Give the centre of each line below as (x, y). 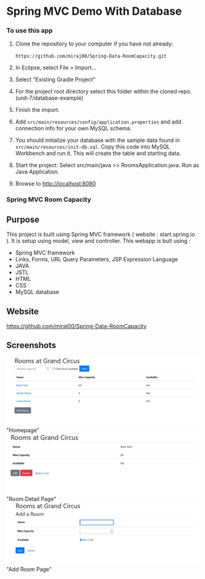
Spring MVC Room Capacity (49, 200)
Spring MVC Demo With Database (94, 11)
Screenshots (31, 345)
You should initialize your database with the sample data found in (97, 140)
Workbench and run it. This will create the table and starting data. (98, 153)
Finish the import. (37, 110)
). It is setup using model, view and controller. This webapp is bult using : (99, 241)
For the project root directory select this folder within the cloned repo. (103, 92)
